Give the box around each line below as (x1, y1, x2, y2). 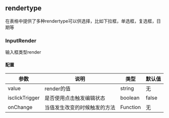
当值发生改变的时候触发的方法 (44, 104, 116, 111)
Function (120, 104, 141, 111)
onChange (8, 104, 33, 111)
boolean (120, 94, 140, 101)
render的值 (44, 85, 71, 92)
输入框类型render (5, 49, 41, 55)
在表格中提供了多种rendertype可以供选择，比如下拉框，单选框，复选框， (5, 18, 157, 24)
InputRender (5, 37, 37, 44)
